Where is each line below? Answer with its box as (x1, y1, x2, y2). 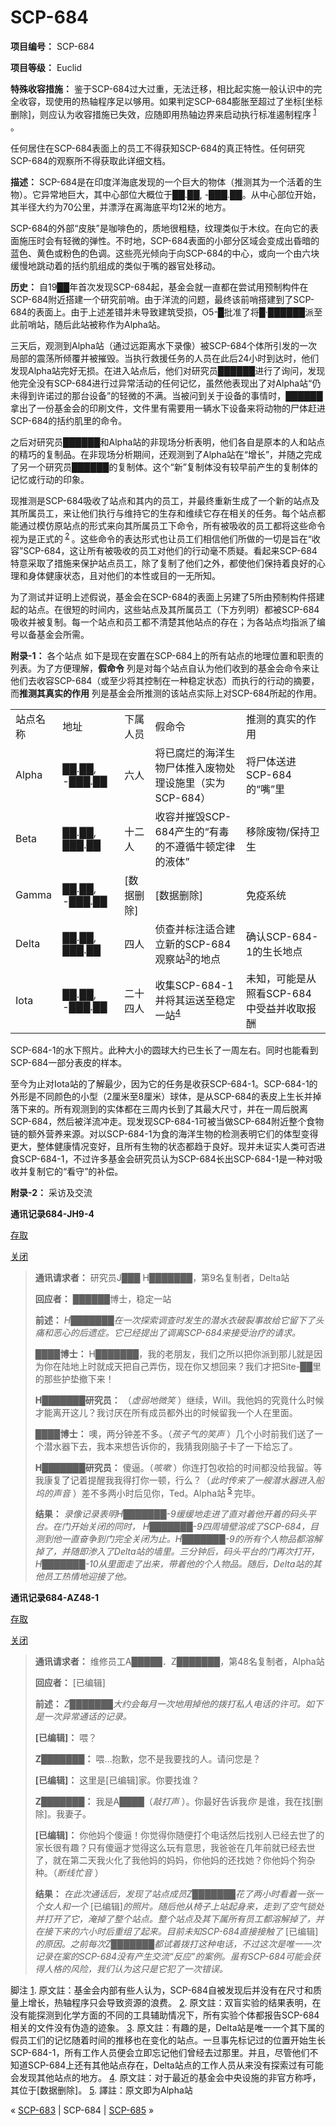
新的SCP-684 (164, 937, 232, 951)
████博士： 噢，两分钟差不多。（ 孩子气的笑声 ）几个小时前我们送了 (34, 1427, 315, 1440)
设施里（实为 (164, 776, 226, 790)
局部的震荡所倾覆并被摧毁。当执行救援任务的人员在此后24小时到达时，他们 (10, 352, 320, 364)
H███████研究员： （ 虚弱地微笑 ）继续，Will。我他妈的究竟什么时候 (34, 1394, 325, 1406)
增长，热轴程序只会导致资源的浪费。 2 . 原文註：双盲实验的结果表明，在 (27, 1997, 322, 2009)
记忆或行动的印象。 (10, 473, 90, 485)
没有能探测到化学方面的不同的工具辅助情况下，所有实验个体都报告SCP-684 (10, 2009, 320, 2021)
